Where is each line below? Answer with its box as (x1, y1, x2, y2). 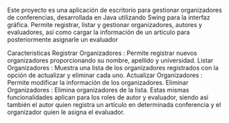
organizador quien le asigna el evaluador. (7, 108, 125, 116)
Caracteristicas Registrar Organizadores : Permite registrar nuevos (7, 49, 198, 57)
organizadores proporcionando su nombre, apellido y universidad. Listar (7, 56, 214, 65)
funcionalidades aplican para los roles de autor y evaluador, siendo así (7, 93, 209, 101)
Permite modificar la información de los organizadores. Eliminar (7, 79, 189, 86)
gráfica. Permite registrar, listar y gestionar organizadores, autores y (7, 21, 203, 28)
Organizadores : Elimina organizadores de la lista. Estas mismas (7, 86, 189, 94)
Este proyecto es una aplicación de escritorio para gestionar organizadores (7, 6, 222, 14)
